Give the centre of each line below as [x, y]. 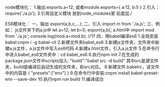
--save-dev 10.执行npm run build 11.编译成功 [59, 79]
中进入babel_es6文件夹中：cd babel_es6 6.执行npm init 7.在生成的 [72, 55]
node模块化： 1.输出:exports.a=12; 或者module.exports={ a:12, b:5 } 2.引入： [82, 7]
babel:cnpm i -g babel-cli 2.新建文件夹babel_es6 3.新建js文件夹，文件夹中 [80, 42]
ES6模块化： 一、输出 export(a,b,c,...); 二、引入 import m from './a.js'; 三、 [81, 24]
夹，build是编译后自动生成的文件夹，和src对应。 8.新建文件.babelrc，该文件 [82, 67]
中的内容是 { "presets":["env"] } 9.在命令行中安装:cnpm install [67, 73]
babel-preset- [145, 73]
